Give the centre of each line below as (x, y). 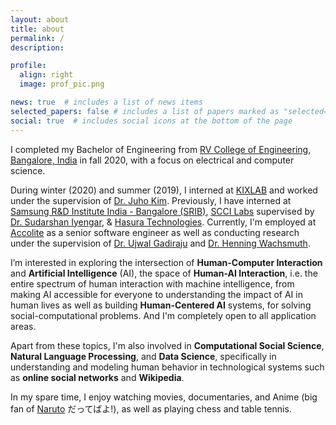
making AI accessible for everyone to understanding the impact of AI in (156, 294)
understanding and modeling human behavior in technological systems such (167, 367)
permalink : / (37, 38)
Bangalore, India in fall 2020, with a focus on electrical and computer (152, 160)
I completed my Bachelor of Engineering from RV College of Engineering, (161, 149)
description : (37, 47)
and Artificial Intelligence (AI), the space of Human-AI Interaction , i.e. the (164, 273)
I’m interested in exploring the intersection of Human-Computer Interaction (166, 262)
